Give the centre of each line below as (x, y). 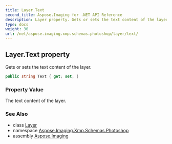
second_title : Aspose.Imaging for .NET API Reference (64, 15)
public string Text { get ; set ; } (42, 76)
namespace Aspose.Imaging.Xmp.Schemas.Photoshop (71, 131)
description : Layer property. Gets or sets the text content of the (80, 19)
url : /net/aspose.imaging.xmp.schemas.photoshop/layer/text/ (72, 34)
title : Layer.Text (25, 10)
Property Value (25, 89)
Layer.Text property (38, 55)
